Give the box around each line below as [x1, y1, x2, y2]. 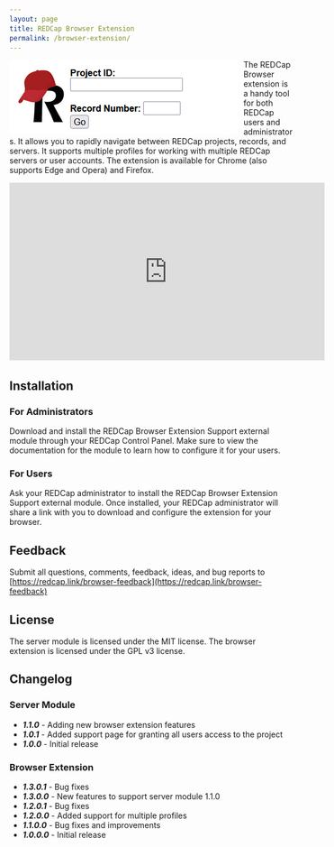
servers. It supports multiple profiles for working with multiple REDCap [9, 145, 271, 157]
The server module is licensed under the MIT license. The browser [9, 636, 257, 647]
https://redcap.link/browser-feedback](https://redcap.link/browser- [12, 576, 263, 587]
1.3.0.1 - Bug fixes [22, 781, 90, 792]
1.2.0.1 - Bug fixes [22, 800, 90, 811]
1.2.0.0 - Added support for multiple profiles [22, 810, 187, 821]
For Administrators [9, 405, 94, 418]
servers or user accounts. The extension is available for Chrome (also [9, 155, 267, 166]
